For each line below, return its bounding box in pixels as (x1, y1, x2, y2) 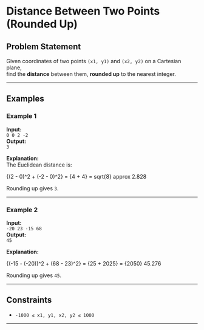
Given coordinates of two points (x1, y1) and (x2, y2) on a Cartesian (6, 58, 182, 64)
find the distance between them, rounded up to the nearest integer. (6, 70, 176, 77)
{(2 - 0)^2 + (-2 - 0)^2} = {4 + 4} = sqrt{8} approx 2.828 (6, 173, 147, 180)
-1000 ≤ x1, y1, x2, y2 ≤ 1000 (15, 312, 95, 318)
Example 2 (6, 205, 38, 214)
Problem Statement (6, 41, 81, 52)
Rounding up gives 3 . (6, 184, 59, 192)
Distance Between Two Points (6, 4, 160, 18)
